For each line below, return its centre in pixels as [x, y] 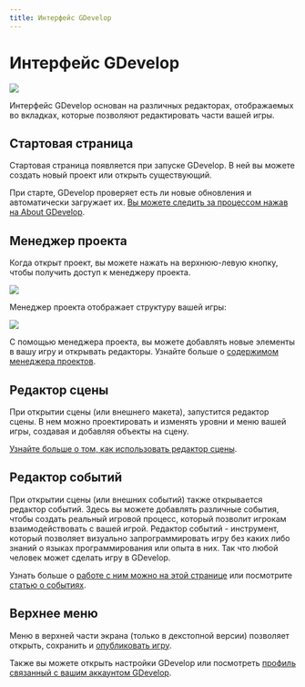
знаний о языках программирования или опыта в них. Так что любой [144, 548]
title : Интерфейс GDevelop [61, 18]
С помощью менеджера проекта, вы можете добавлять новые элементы [152, 342]
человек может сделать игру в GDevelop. [90, 558]
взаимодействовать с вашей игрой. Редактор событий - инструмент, [144, 528]
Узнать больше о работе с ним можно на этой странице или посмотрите [151, 575]
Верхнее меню [54, 614]
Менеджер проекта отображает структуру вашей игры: [118, 307]
